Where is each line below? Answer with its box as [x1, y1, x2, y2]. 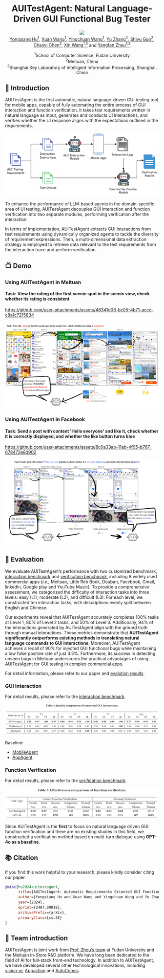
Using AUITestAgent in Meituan [5, 279, 82, 285]
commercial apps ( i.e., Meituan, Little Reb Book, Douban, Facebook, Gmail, [5, 579, 155, 585]
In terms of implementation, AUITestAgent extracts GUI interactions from [5, 226, 151, 232]
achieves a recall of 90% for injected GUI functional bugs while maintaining [5, 645, 157, 651]
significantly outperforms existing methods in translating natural [5, 635, 140, 641]
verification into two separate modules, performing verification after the [5, 211, 149, 217]
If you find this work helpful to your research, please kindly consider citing [5, 869, 155, 875]
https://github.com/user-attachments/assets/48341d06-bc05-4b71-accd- [5, 306, 154, 313]
